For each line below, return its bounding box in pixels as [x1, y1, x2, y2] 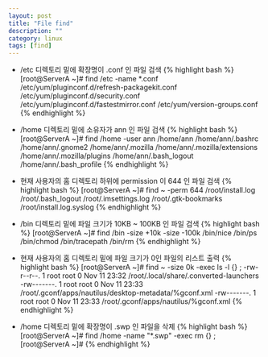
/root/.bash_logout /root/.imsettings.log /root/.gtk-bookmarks [19, 194, 223, 204]
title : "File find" [8, 19, 74, 27]
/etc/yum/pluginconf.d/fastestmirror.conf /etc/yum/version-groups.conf [19, 100, 258, 110]
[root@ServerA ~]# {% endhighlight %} [19, 339, 150, 349]
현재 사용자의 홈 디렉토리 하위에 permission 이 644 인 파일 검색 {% [19, 176, 232, 186]
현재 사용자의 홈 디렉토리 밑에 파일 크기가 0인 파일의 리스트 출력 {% [19, 253, 232, 263]
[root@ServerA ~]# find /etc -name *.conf [19, 74, 159, 84]
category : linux [8, 34, 63, 43]
